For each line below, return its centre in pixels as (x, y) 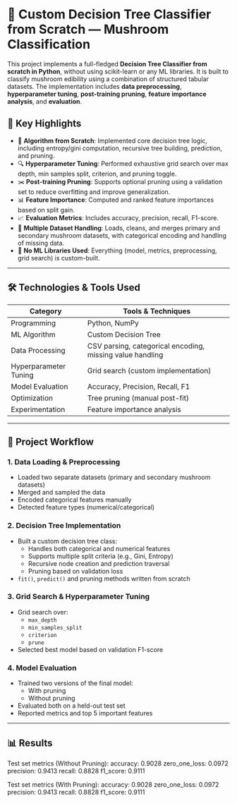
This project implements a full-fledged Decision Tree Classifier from (107, 64)
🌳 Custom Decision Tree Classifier (109, 14)
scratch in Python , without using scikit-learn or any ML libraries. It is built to (118, 71)
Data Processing (38, 350)
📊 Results (30, 743)
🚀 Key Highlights (44, 124)
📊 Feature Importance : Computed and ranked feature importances (116, 200)
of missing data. (41, 243)
